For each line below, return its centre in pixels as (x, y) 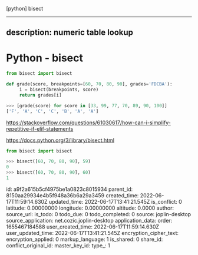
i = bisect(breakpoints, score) (59, 90)
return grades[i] (40, 95)
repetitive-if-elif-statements (40, 128)
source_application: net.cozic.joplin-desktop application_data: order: (89, 220)
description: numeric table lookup (70, 33)
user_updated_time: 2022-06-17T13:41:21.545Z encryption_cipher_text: (92, 233)
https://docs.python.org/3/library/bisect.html (60, 140)
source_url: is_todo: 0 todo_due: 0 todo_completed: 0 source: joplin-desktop (99, 214)
